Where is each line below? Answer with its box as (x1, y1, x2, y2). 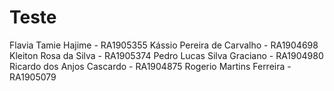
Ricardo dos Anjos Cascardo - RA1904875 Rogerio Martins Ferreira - (9, 60, 292, 72)
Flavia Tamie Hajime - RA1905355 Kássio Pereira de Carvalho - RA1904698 (9, 39, 319, 51)
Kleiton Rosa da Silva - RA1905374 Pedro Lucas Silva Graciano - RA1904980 (9, 49, 324, 61)
